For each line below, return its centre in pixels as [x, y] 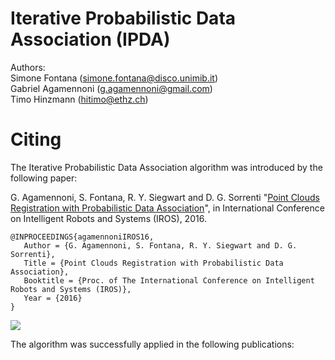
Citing [36, 139]
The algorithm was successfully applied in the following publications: [152, 344]
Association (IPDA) [90, 39]
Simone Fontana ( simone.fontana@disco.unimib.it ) [114, 78]
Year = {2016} [53, 298]
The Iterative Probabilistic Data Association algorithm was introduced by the [166, 167]
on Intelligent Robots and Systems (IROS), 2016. [108, 218]
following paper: [44, 178]
